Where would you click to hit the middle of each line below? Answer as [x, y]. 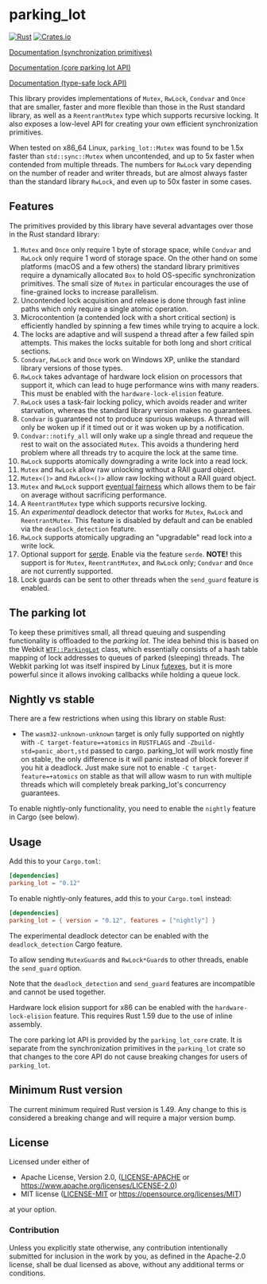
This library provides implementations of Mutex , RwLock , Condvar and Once [127, 98]
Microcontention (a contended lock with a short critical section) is [128, 317]
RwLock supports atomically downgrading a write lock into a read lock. [134, 461]
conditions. [27, 1273]
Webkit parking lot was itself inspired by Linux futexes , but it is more [121, 665]
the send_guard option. [46, 968]
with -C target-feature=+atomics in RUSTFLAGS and [103, 743]
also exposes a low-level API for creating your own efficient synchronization [133, 123]
